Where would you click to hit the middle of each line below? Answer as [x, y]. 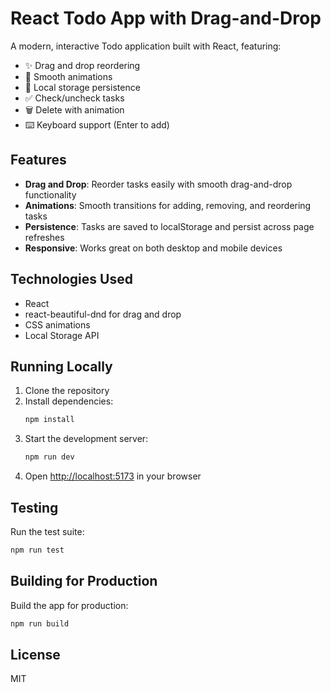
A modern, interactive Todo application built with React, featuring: [146, 46]
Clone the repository [67, 391]
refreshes [44, 237]
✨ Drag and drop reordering [82, 65]
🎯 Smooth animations [68, 76]
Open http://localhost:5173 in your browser [113, 476]
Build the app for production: [69, 605]
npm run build [40, 623]
